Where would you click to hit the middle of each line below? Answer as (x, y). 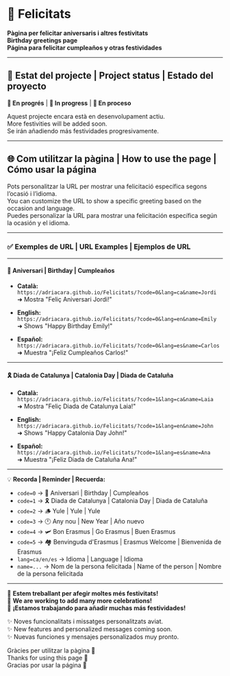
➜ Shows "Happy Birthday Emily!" (65, 326)
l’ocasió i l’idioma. (32, 193)
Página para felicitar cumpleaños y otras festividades (85, 47)
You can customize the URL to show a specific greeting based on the (104, 201)
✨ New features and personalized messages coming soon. (90, 629)
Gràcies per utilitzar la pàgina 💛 (51, 651)
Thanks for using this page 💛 (48, 658)
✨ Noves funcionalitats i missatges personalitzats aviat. (85, 622)
